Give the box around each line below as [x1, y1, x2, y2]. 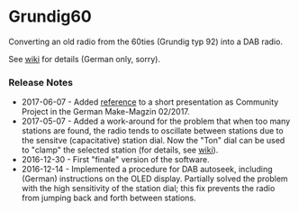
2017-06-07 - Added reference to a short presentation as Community [21, 97, 279, 107]
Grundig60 [8, 6, 92, 27]
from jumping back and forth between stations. [21, 192, 196, 204]
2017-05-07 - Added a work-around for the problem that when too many [21, 115, 291, 127]
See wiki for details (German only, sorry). [8, 53, 161, 64]
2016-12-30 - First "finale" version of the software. [21, 154, 210, 165]
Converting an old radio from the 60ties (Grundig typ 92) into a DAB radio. [8, 36, 283, 47]
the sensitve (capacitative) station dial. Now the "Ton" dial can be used [21, 135, 285, 146]
